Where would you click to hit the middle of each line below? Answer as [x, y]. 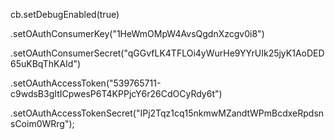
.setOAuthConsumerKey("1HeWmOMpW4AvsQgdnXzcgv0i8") [137, 33]
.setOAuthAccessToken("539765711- [86, 83]
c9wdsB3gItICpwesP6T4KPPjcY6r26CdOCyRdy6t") [116, 93]
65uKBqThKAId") [46, 63]
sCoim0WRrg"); [42, 123]
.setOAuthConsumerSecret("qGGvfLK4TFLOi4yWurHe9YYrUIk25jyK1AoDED [167, 53]
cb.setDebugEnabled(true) [65, 14]
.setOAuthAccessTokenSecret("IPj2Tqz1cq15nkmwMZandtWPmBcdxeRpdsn [167, 113]
